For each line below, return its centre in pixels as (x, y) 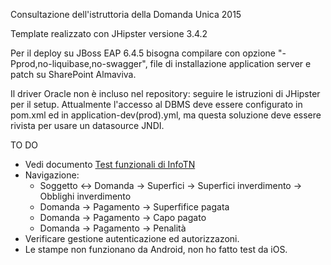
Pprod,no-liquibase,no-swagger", (79, 63)
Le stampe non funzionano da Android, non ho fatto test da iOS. (156, 249)
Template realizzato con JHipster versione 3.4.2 (109, 33)
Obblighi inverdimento (85, 196)
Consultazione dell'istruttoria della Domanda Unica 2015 (126, 14)
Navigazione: (52, 175)
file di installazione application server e (230, 63)
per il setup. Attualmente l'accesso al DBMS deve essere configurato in (156, 104)
